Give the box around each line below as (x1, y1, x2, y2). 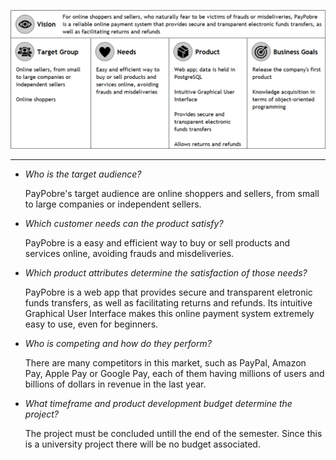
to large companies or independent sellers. (24, 198, 202, 210)
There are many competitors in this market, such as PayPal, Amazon (24, 357, 307, 369)
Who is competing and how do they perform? (24, 338, 212, 350)
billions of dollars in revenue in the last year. (24, 378, 207, 390)
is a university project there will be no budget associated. (24, 438, 261, 450)
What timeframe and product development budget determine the (24, 398, 293, 410)
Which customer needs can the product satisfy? (24, 218, 224, 230)
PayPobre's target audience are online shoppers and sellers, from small (24, 188, 320, 200)
